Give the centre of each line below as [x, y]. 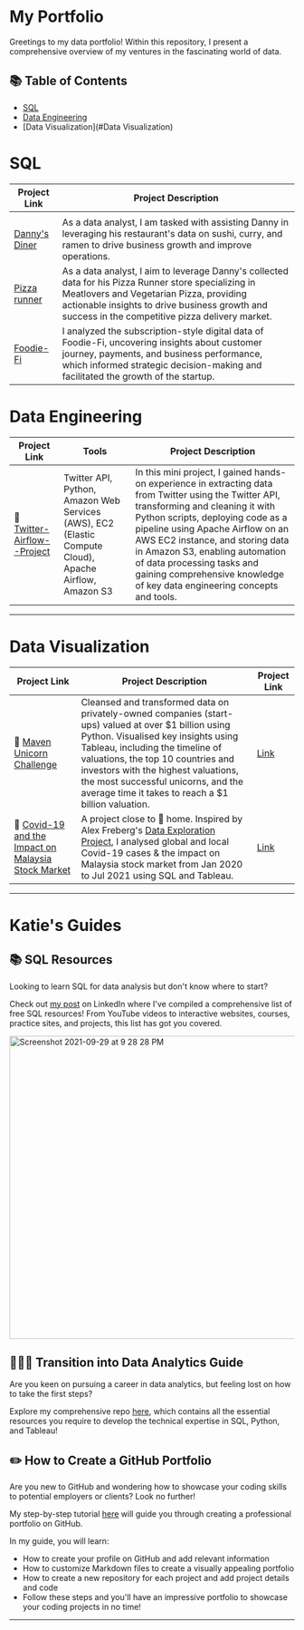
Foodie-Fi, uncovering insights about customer [162, 342]
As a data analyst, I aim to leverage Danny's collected [176, 271]
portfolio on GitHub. [46, 1524]
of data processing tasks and [197, 562]
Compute [83, 546]
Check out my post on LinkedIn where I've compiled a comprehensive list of [151, 1004]
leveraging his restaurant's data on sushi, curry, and [172, 233]
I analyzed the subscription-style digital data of [163, 331]
